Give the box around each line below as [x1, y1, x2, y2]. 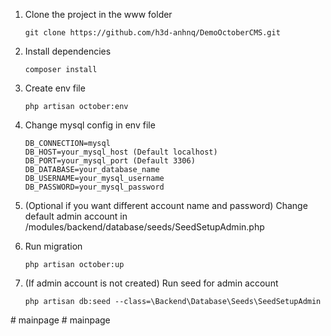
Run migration [24, 240, 83, 252]
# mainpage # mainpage [10, 314, 111, 326]
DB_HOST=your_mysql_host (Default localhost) [24, 147, 218, 157]
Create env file [24, 82, 86, 94]
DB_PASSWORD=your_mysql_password [24, 182, 165, 192]
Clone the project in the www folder [24, 9, 173, 20]
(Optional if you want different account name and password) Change [24, 200, 308, 211]
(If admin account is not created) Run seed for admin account [24, 277, 279, 289]
